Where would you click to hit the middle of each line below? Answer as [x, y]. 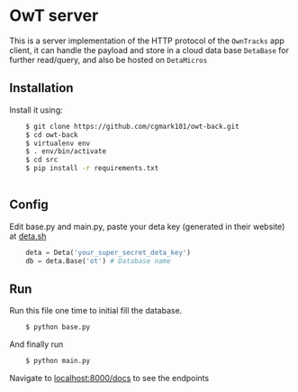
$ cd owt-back [52, 135]
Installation [41, 88]
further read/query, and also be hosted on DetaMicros [108, 59]
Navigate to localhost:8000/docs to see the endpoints [109, 378]
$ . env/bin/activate [66, 151]
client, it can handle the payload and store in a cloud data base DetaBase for [149, 50]
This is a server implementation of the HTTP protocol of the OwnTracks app [147, 41]
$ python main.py [58, 361]
